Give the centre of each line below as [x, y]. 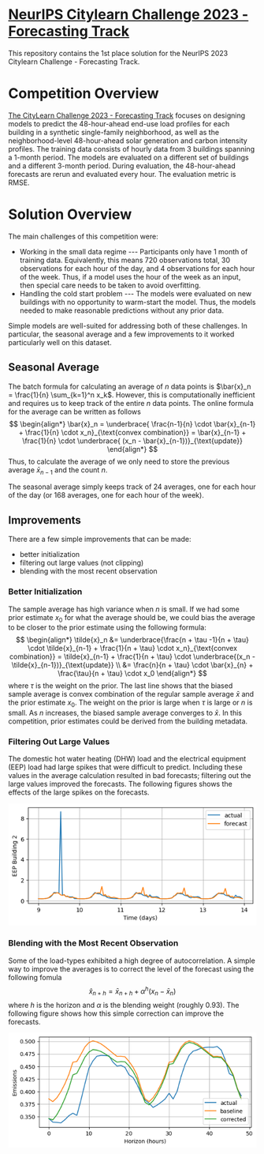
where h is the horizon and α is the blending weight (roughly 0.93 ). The [124, 1006]
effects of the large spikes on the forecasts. [79, 792]
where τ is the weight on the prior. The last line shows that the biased [121, 686]
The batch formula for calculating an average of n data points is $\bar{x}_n [130, 386]
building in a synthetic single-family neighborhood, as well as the [113, 132]
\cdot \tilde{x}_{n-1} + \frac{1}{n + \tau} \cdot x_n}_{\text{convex [132, 648]
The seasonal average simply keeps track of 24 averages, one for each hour [132, 487]
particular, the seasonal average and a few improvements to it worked [121, 334]
